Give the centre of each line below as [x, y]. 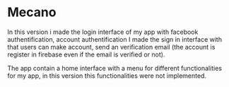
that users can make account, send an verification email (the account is [111, 47]
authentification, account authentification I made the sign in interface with [115, 39]
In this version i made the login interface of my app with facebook [103, 32]
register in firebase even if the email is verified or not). [86, 54]
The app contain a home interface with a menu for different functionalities [115, 68]
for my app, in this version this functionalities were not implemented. [107, 76]
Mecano [32, 12]
